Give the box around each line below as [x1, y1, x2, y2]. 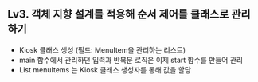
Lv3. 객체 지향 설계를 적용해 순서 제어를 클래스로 [7, 7, 229, 21]
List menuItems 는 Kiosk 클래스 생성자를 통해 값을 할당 [18, 64, 192, 74]
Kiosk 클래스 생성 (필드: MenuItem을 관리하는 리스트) [18, 45, 186, 54]
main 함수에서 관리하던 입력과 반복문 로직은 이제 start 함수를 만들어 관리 [18, 55, 244, 64]
